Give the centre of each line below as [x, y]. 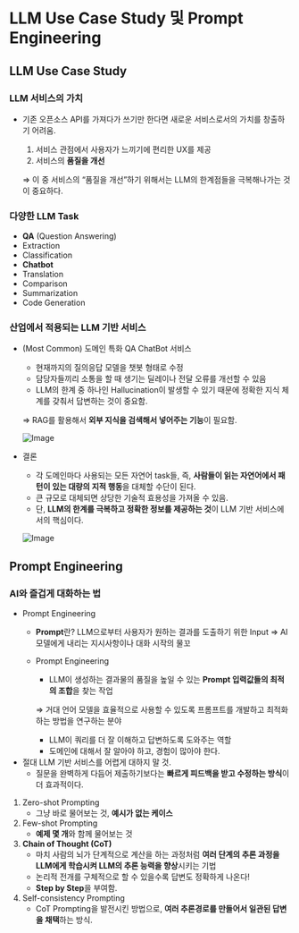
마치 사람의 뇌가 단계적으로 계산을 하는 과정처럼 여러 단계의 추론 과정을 [158, 854]
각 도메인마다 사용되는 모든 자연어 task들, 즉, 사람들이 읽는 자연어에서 [156, 476]
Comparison [45, 284]
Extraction [41, 246]
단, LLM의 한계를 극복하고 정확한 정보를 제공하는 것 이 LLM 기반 [144, 509]
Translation [43, 275]
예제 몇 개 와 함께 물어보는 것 [84, 834]
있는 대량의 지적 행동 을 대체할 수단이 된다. [124, 487]
